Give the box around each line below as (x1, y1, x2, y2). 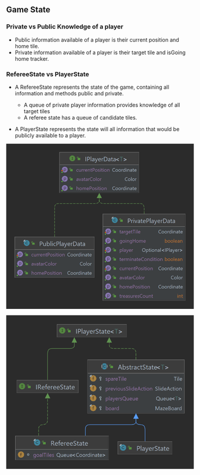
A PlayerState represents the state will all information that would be (14, 125, 180, 133)
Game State (6, 5, 51, 15)
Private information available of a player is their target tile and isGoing (14, 49, 186, 56)
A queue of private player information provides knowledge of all (23, 101, 180, 108)
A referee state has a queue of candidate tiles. (23, 114, 137, 121)
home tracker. (14, 55, 49, 62)
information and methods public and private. (14, 89, 124, 97)
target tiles (23, 107, 51, 115)
